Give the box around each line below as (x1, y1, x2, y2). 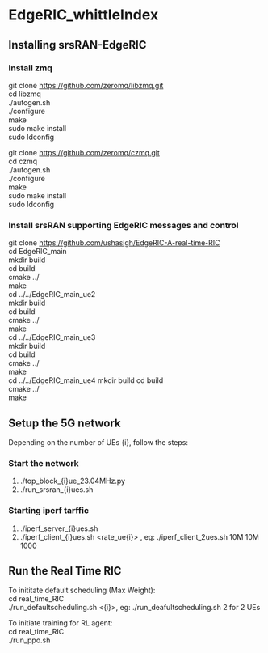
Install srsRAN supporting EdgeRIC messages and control (8, 219, 240, 231)
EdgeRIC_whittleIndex (8, 6, 159, 24)
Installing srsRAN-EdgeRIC (8, 38, 147, 52)
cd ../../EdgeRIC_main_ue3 (8, 333, 96, 342)
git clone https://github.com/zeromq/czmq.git (8, 147, 160, 157)
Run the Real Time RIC (8, 564, 122, 578)
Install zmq (8, 62, 52, 74)
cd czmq (8, 156, 38, 166)
